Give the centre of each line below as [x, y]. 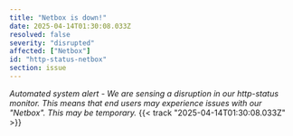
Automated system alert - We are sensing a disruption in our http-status [144, 93]
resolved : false [40, 34]
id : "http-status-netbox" [58, 59]
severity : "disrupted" [52, 43]
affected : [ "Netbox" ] [50, 51]
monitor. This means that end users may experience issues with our [136, 103]
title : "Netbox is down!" [58, 18]
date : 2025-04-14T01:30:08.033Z [70, 26]
